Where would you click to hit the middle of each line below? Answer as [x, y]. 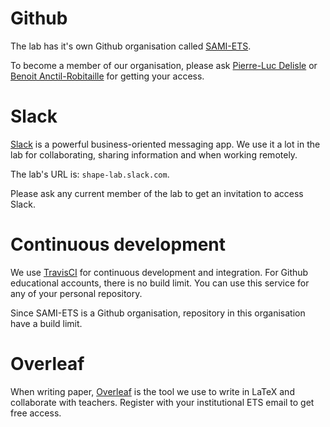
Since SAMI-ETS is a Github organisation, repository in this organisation [158, 313]
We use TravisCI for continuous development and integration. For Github [159, 272]
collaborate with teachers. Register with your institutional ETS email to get [162, 402]
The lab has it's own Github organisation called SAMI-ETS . [131, 46]
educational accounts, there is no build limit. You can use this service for [160, 283]
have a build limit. [46, 323]
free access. [36, 413]
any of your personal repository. [76, 293]
